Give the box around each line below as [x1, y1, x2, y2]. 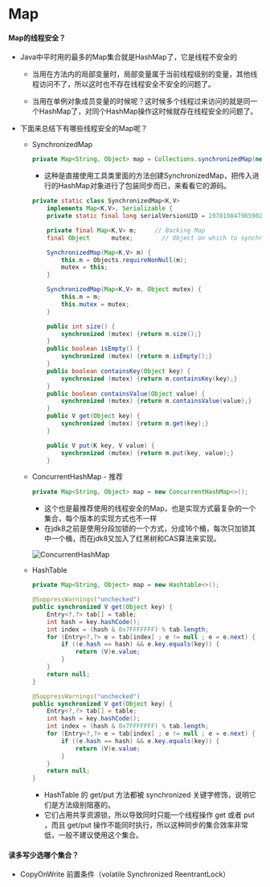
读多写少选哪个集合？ [8, 850, 79, 860]
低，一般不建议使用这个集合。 [43, 830, 143, 840]
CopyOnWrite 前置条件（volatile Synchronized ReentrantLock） [19, 869, 231, 879]
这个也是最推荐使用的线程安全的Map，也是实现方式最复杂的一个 [43, 503, 256, 513]
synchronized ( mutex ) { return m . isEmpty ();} [60, 352, 213, 360]
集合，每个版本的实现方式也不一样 [43, 514, 157, 524]
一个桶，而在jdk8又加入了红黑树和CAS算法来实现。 [51, 534, 221, 544]
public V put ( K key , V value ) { [47, 441, 155, 450]
